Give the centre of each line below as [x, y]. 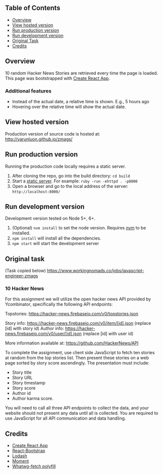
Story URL [22, 378]
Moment [20, 461]
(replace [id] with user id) [108, 334]
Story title [22, 372]
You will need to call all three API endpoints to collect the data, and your [77, 408]
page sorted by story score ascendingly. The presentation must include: [77, 363]
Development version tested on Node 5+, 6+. [50, 218]
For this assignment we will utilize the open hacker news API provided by [78, 299]
